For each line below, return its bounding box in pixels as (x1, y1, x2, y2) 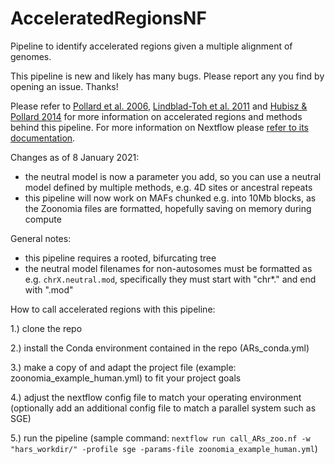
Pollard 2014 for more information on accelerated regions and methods (10, 110, 303, 122)
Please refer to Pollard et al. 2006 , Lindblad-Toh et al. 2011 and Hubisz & (10, 100, 308, 112)
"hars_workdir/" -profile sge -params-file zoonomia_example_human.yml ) (10, 442, 318, 454)
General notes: (10, 232, 72, 244)
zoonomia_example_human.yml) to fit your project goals (10, 372, 242, 384)
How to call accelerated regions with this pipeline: (10, 303, 216, 315)
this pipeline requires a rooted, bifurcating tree (24, 252, 217, 264)
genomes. (10, 50, 52, 62)
